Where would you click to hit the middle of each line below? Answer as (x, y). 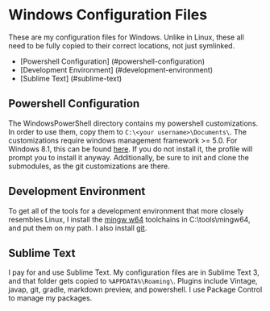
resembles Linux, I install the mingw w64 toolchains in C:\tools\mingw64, (129, 219)
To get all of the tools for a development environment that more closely (126, 210)
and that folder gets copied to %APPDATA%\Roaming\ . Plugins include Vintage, (133, 281)
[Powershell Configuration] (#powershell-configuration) (112, 61)
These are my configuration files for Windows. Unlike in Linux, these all (126, 37)
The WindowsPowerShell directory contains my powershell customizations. (133, 123)
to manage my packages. (50, 298)
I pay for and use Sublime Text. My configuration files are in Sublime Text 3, (134, 272)
